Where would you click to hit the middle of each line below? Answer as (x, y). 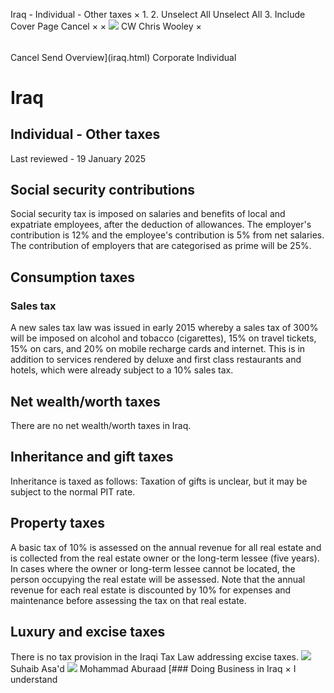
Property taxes (58, 523)
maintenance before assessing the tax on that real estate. (128, 600)
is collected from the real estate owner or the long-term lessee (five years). (165, 558)
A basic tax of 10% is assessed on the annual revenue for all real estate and (166, 547)
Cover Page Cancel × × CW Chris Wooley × (106, 26)
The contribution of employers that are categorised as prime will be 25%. (161, 246)
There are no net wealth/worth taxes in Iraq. (101, 425)
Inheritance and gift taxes (92, 457)
